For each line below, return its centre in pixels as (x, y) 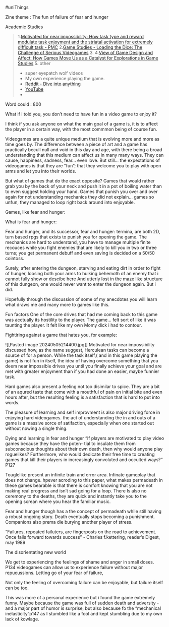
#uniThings (17, 7)
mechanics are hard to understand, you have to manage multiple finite (78, 242)
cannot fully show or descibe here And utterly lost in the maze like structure (84, 279)
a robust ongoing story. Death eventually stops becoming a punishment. (80, 517)
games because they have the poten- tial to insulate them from (71, 444)
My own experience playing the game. (65, 78)
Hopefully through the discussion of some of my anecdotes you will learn (81, 299)
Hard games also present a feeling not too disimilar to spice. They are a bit (82, 387)
